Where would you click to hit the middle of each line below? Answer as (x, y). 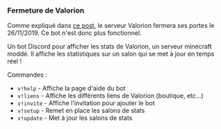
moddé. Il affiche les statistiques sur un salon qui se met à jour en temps (111, 54)
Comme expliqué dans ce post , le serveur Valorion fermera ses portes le (111, 26)
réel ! (15, 61)
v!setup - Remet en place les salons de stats (81, 111)
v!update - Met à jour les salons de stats (75, 118)
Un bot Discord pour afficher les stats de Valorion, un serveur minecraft (109, 47)
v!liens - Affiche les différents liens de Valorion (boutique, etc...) (110, 96)
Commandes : (27, 75)
